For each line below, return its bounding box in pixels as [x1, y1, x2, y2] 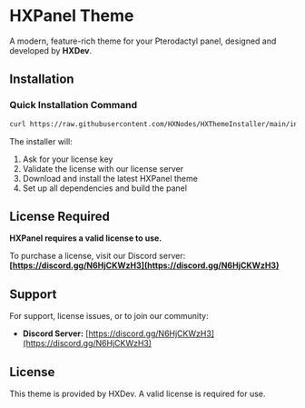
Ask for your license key [22, 154, 113, 164]
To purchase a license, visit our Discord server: [9, 251, 186, 262]
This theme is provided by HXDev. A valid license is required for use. [9, 388, 266, 399]
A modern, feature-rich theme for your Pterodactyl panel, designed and [9, 35, 277, 46]
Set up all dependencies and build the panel [22, 183, 188, 194]
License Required [9, 208, 111, 224]
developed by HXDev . [9, 45, 93, 55]
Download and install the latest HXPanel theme [22, 173, 198, 184]
